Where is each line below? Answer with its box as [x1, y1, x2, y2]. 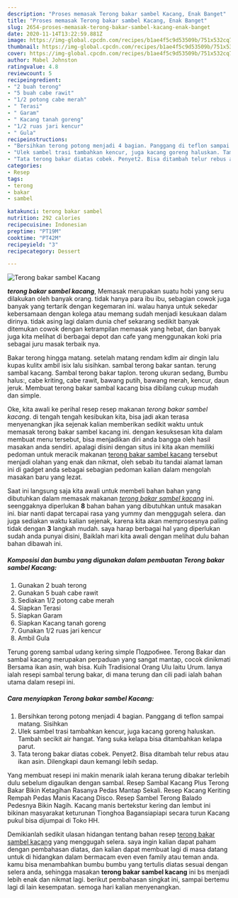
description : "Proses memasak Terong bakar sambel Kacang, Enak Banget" [7, 10, 227, 18]
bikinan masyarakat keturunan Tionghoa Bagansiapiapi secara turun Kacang [7, 809, 230, 817]
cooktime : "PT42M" [7, 234, 62, 241]
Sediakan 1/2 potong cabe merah [17, 596, 115, 605]
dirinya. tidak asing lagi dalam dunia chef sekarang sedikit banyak [7, 317, 200, 326]
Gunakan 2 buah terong [17, 581, 87, 590]
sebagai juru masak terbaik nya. [7, 340, 101, 349]
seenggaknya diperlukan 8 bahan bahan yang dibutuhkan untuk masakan [7, 502, 222, 510]
